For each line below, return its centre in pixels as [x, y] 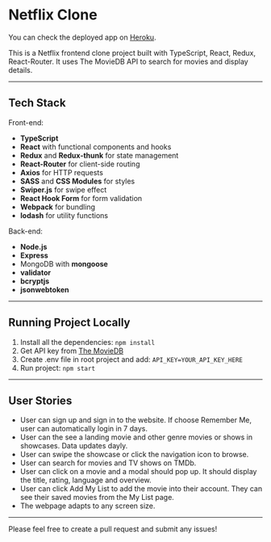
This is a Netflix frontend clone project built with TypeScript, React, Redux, [132, 53]
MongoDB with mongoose [64, 263]
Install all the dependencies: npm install [88, 342]
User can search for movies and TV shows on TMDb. [108, 463]
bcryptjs [35, 281]
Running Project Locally [69, 323]
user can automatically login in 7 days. [83, 429]
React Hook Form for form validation [81, 198]
